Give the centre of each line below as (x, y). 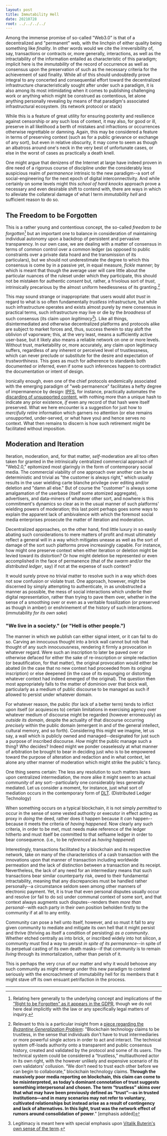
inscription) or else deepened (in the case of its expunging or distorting (78, 674)
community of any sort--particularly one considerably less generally (75, 783)
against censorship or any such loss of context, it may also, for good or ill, (81, 121)
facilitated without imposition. (36, 429)
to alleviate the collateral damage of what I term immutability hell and (76, 194)
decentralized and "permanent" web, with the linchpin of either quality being (84, 43)
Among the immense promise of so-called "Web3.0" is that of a (70, 38)
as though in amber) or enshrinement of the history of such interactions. (79, 608)
